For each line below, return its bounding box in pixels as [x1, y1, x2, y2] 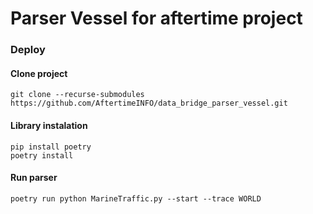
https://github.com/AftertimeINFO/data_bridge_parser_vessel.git [10, 98, 288, 109]
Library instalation [10, 119, 88, 131]
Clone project [10, 67, 68, 79]
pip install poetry [10, 142, 92, 152]
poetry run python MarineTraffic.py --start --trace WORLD [10, 193, 262, 204]
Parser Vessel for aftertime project [10, 7, 303, 30]
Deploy [10, 43, 46, 57]
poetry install [10, 150, 74, 161]
